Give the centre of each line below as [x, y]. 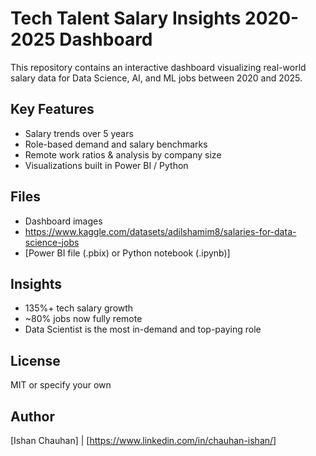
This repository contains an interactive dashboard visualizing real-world [158, 67]
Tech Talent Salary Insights [126, 18]
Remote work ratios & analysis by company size [123, 154]
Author [32, 416]
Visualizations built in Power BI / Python [106, 165]
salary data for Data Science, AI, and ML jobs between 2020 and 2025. [156, 78]
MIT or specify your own [61, 385]
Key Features [52, 109]
